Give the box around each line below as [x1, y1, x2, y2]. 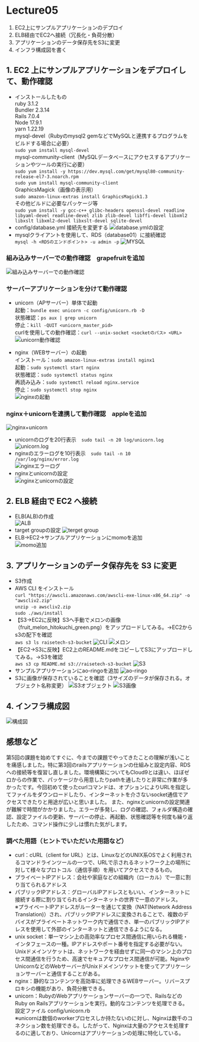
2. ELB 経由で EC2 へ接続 [6, 496, 98, 506]
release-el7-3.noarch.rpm [14, 173, 79, 180]
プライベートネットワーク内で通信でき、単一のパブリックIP [35, 918, 181, 926]
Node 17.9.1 [14, 119, 43, 126]
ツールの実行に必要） [35, 161, 88, 168]
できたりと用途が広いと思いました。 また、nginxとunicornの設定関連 [21, 798, 191, 805]
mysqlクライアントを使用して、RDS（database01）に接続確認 [14, 231, 166, 238]
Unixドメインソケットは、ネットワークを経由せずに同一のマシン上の [14, 948, 182, 955]
